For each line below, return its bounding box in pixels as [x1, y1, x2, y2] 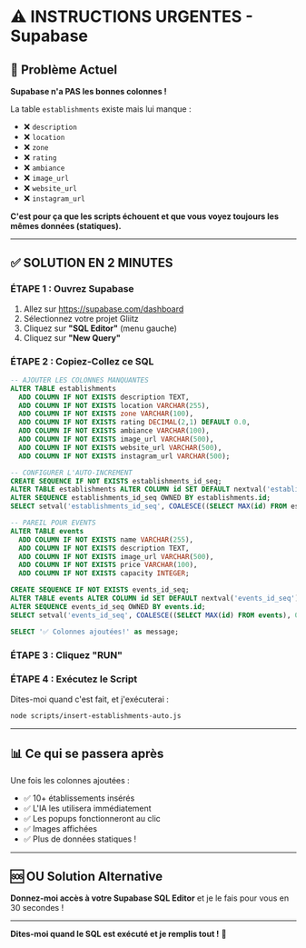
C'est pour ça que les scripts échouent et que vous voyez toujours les [10, 211, 280, 222]
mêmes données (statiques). [10, 221, 122, 231]
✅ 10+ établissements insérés [23, 793, 135, 803]
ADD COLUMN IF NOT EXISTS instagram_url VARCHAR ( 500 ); [18, 452, 231, 461]
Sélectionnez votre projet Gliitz [23, 313, 139, 324]
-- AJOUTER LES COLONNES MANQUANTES [10, 375, 149, 384]
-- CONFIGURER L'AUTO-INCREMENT [10, 468, 133, 477]
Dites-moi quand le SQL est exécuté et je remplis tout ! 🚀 [10, 929, 227, 940]
